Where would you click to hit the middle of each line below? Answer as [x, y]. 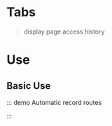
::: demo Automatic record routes [54, 102]
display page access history [64, 31]
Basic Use [29, 86]
